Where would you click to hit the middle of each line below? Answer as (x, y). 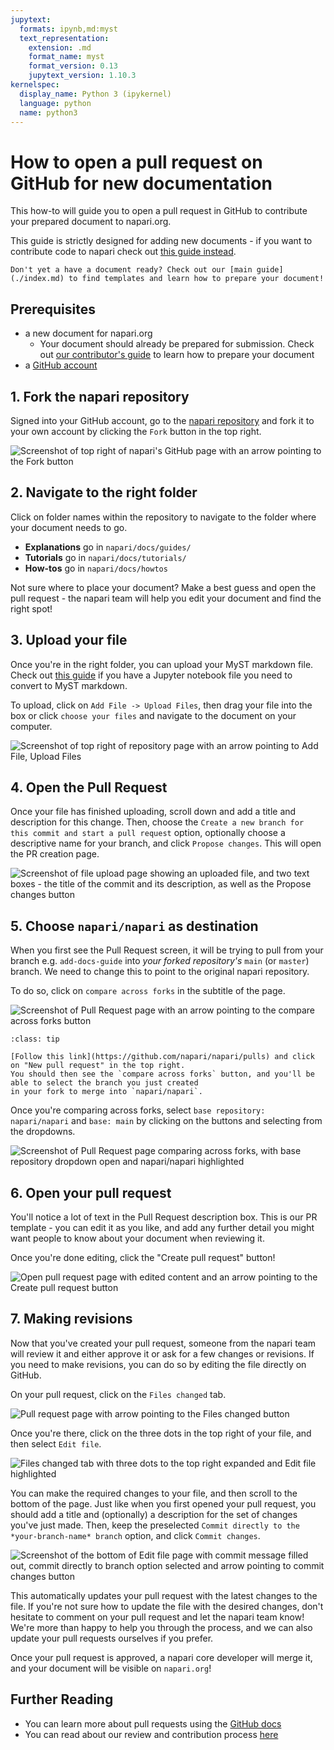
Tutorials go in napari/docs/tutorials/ (105, 557)
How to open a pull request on (136, 162)
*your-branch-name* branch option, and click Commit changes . (135, 1535)
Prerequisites (53, 309)
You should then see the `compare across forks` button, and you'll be (162, 1074)
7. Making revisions (71, 1319)
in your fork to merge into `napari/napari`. (106, 1092)
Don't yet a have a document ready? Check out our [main (131, 270)
